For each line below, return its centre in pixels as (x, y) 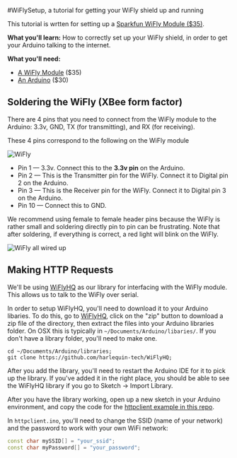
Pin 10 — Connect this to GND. (62, 205)
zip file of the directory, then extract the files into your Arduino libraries (111, 323)
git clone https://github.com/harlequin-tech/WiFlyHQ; (90, 357)
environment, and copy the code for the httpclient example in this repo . (111, 406)
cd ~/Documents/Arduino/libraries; (60, 351)
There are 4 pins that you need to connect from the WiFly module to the (112, 119)
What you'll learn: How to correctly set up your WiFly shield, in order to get (117, 37)
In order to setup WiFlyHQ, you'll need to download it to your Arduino (108, 308)
